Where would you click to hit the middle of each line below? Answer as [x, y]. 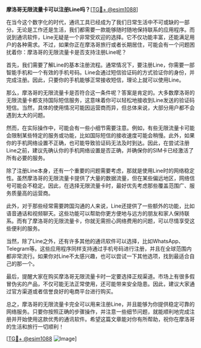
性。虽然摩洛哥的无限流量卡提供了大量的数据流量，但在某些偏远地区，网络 [98, 178]
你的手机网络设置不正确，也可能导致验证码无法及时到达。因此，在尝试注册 [98, 143]
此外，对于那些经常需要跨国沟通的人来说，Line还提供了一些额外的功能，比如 [100, 206]
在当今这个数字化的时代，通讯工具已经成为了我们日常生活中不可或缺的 [93, 22]
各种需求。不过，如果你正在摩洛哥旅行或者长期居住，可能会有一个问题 [103, 45]
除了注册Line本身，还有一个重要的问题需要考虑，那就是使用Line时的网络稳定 [100, 171]
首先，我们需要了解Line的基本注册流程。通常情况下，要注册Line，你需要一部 [100, 65]
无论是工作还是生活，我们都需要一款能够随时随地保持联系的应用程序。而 [106, 30]
